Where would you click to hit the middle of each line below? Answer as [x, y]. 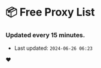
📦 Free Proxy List [50, 12]
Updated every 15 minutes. [45, 36]
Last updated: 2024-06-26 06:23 [53, 48]
